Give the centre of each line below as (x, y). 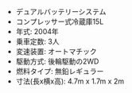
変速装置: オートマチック (56, 51)
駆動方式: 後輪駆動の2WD (57, 61)
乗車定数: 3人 (37, 41)
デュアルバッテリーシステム (61, 12)
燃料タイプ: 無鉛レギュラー (60, 71)
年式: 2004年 (37, 31)
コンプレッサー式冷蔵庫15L (60, 21)
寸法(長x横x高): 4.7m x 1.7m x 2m (70, 81)
